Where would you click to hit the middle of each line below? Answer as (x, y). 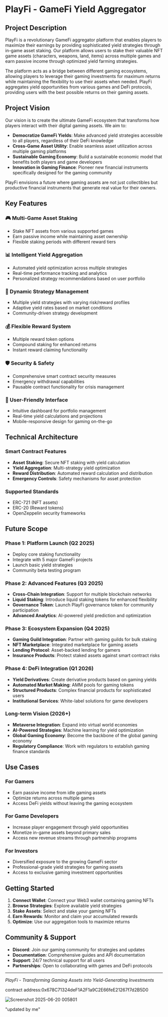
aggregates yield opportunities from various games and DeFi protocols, (79, 87)
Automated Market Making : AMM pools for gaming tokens (73, 685)
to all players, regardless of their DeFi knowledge (63, 140)
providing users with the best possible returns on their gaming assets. (77, 92)
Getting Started (30, 888)
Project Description (36, 28)
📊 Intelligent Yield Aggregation (44, 255)
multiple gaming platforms (39, 151)
